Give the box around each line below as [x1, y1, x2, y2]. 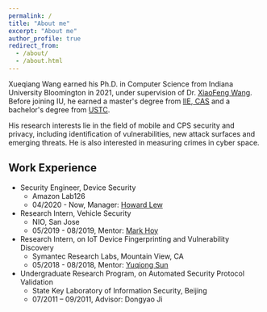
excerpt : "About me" [8, 27, 78, 35]
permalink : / [8, 11, 52, 20]
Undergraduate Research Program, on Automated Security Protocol [19, 268, 244, 278]
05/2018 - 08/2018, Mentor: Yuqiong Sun [31, 259, 169, 269]
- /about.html [15, 57, 63, 65]
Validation [19, 276, 54, 287]
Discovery [19, 242, 54, 252]
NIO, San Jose [31, 217, 80, 226]
